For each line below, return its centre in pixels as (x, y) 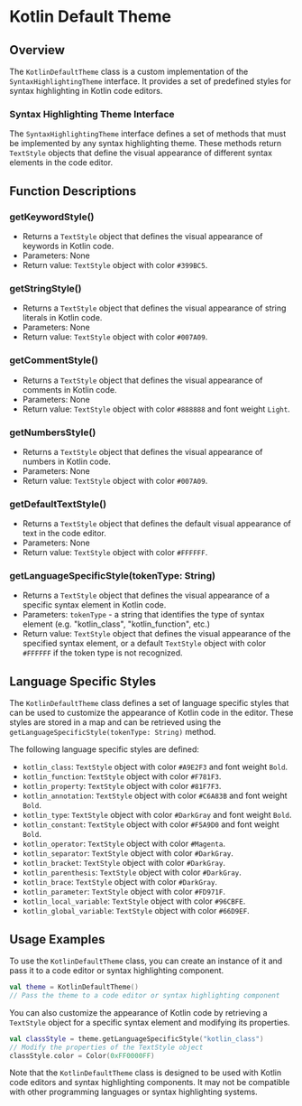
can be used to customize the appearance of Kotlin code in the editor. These (151, 713)
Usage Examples (57, 939)
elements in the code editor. (61, 163)
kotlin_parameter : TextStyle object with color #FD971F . (124, 892)
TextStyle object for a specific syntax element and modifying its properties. (150, 1022)
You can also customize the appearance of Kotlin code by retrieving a (138, 1012)
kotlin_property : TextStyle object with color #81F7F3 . (122, 786)
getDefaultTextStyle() (58, 504)
